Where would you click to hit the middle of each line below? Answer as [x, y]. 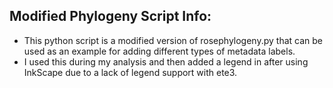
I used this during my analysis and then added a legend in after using [166, 61]
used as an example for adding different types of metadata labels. [159, 51]
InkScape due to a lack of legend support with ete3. [130, 72]
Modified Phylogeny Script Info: [110, 16]
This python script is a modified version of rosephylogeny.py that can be [173, 40]
